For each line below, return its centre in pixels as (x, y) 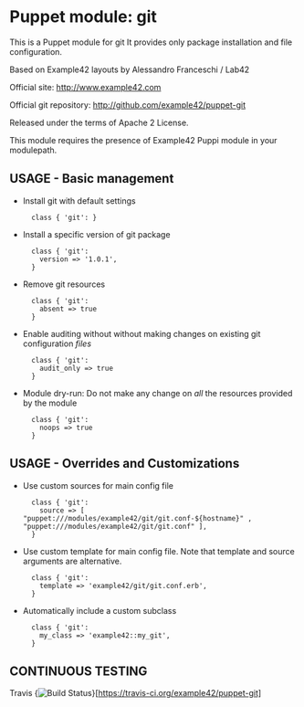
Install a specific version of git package (96, 234)
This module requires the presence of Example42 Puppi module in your (143, 140)
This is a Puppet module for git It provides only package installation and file (151, 42)
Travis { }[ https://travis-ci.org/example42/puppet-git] (136, 693)
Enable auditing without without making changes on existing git (142, 333)
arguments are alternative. (72, 561)
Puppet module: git (84, 17)
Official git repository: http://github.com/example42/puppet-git (128, 105)
